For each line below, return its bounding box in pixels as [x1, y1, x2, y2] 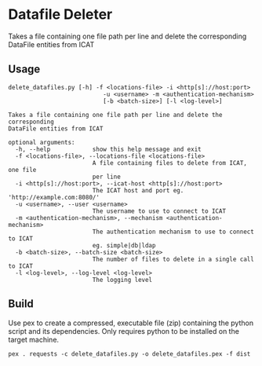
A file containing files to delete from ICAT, [92, 159, 247, 167]
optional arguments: [8, 138, 76, 146]
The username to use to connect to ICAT [92, 207, 226, 215]
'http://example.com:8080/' [8, 193, 100, 201]
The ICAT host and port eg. [92, 186, 184, 194]
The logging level [92, 276, 153, 284]
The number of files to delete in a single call [92, 255, 255, 263]
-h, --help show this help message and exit [15, 145, 202, 153]
